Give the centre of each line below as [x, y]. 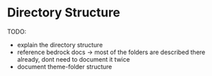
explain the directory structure [60, 45]
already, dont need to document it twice [73, 59]
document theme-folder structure [64, 66]
